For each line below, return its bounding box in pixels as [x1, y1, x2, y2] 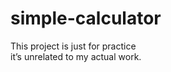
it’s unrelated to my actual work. [10, 50, 142, 62]
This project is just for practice [10, 40, 137, 52]
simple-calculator [10, 7, 162, 30]
